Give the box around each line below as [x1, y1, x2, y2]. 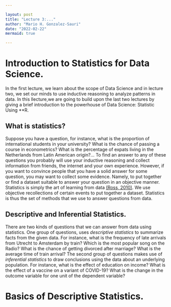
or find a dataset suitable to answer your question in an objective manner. [5, 179, 160, 185]
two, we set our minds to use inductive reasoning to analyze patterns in [5, 91, 156, 97]
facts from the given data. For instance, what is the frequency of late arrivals [5, 234, 166, 240]
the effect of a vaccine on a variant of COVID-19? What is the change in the [5, 267, 163, 273]
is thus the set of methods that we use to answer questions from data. [5, 195, 153, 201]
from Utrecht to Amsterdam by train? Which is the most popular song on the [5, 240, 165, 246]
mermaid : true [5, 31, 36, 36]
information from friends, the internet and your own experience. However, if [5, 162, 164, 169]
